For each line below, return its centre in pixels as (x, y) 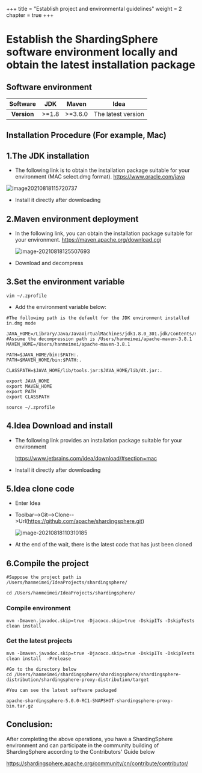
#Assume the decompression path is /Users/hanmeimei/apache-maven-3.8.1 (99, 339)
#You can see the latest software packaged (62, 690)
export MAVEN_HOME (29, 386)
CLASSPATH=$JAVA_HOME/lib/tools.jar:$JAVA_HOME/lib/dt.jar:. (84, 370)
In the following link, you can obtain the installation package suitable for (104, 233)
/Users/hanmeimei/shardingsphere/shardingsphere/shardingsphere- (98, 674)
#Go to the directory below (41, 669)
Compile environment (38, 608)
